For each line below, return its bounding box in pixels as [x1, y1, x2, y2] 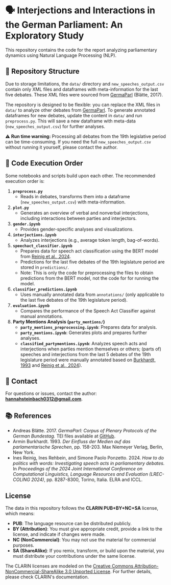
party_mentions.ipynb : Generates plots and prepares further [20, 329, 147, 336]
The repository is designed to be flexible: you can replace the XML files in [5, 101, 160, 108]
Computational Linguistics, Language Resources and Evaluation [12, 471, 148, 477]
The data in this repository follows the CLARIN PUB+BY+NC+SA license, [5, 505, 159, 511]
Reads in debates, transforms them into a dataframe [20, 193, 130, 199]
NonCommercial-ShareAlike [5, 569, 64, 574]
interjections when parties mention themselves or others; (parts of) [20, 346, 162, 352]
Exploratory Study [5, 30, 84, 41]
